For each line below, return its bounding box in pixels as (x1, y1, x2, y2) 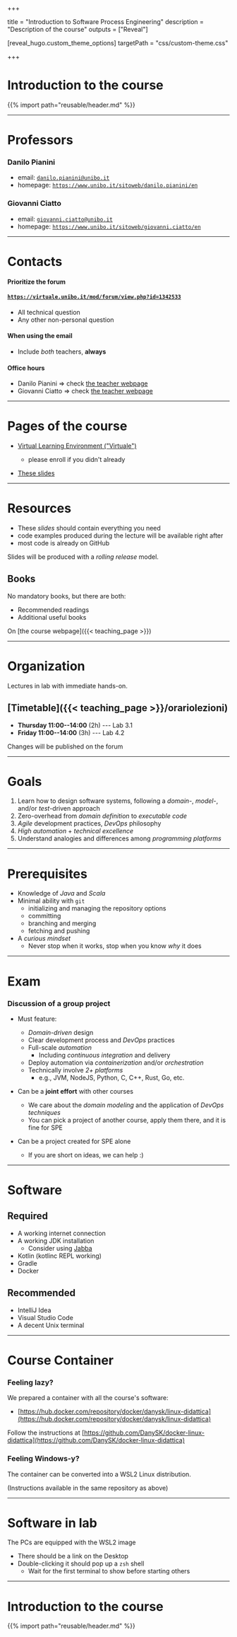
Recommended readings (17, 606, 90, 614)
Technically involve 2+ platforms (28, 1065, 123, 1074)
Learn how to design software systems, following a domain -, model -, (17, 797, 219, 805)
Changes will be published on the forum (7, 742, 123, 751)
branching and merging (28, 919, 97, 927)
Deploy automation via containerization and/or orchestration (28, 1058, 204, 1067)
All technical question (17, 308, 81, 316)
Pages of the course (7, 418, 128, 434)
